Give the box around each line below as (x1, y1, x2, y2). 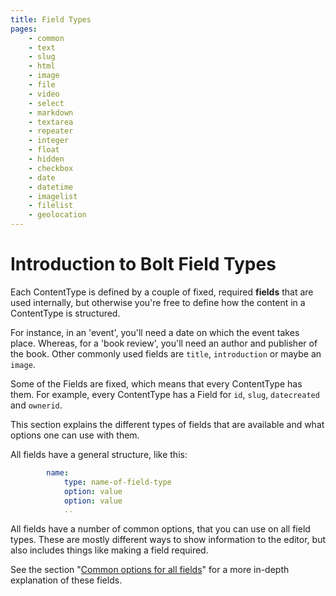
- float (28, 145, 60, 155)
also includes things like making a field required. (10, 544, 209, 556)
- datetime (28, 182, 74, 192)
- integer (28, 136, 70, 146)
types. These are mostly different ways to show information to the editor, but (10, 534, 326, 546)
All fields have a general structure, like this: (10, 448, 188, 460)
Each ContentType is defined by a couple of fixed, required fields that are (10, 286, 314, 298)
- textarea (28, 117, 74, 127)
